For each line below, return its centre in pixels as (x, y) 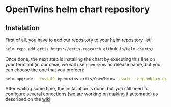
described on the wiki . (28, 99)
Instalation (22, 28)
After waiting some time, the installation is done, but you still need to (77, 88)
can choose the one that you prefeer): (45, 70)
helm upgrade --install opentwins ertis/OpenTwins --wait (68, 79)
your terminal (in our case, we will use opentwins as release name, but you (83, 64)
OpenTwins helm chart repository (78, 9)
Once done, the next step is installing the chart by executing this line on (80, 59)
